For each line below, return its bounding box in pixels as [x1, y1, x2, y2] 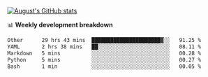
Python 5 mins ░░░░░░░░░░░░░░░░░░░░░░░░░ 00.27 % [7, 56, 201, 63]
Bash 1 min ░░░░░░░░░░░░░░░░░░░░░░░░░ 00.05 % [7, 63, 201, 70]
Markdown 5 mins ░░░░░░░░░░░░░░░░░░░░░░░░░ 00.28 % [7, 50, 201, 57]
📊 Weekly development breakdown [7, 21, 113, 29]
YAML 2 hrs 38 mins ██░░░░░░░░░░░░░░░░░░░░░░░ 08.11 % [7, 43, 201, 50]
